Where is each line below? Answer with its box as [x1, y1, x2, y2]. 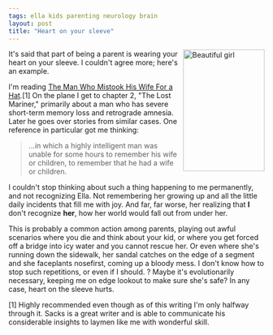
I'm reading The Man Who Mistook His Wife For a [8, 82, 173, 92]
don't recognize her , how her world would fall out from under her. [8, 208, 228, 218]
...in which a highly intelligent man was [28, 141, 158, 151]
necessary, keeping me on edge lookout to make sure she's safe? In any [8, 276, 250, 286]
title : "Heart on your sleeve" [8, 27, 115, 35]
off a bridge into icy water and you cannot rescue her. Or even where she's [8, 241, 260, 251]
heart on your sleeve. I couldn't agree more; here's [8, 58, 179, 67]
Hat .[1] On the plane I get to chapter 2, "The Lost [8, 91, 171, 101]
